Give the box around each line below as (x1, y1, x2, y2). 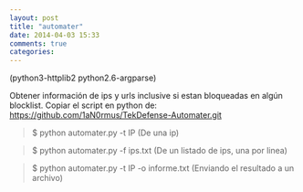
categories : (9, 48, 55, 57)
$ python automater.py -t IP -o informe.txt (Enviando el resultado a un (31, 163, 295, 174)
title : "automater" (9, 22, 84, 31)
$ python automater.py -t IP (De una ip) (31, 127, 180, 138)
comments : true (9, 38, 68, 48)
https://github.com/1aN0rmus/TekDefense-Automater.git (9, 110, 222, 121)
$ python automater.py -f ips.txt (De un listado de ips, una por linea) (31, 145, 287, 156)
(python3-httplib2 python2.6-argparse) (9, 72, 157, 83)
